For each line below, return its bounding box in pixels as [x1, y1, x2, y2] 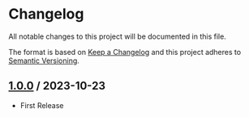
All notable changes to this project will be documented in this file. [8, 31, 227, 41]
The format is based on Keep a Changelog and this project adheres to [8, 47, 242, 56]
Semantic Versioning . [8, 56, 79, 65]
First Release [19, 100, 64, 110]
